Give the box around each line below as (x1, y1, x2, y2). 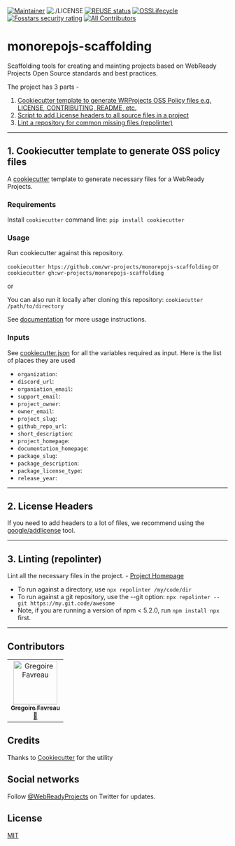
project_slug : (17, 414, 57, 422)
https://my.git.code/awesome (30, 600, 115, 608)
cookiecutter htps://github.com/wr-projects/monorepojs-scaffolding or (7, 262, 219, 271)
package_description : (17, 459, 79, 467)
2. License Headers (7, 501, 93, 512)
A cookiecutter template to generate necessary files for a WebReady (7, 175, 205, 183)
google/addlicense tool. (7, 526, 76, 535)
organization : (17, 369, 57, 378)
